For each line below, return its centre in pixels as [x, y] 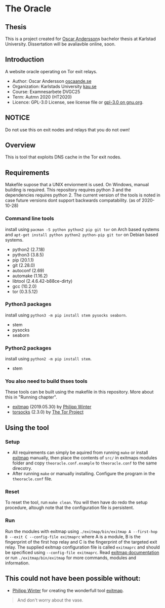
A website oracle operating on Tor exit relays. [51, 71]
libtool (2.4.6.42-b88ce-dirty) [42, 281]
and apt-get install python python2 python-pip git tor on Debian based [82, 234]
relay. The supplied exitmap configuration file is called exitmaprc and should [82, 547]
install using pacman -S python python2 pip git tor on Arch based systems [82, 229]
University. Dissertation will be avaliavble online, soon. [61, 44]
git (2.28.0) [24, 265]
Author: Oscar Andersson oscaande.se [52, 81]
